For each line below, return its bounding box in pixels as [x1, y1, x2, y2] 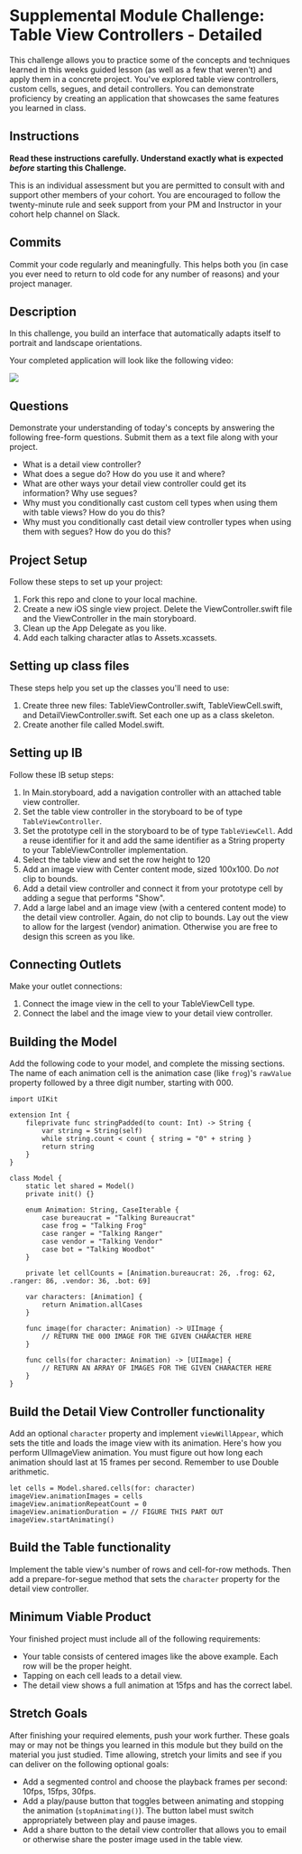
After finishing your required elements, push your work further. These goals [9, 1729, 290, 1740]
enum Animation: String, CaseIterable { [25, 1205, 179, 1215]
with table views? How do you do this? [22, 507, 165, 518]
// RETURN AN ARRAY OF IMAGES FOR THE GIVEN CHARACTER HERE [41, 1363, 272, 1373]
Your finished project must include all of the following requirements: [9, 1633, 261, 1644]
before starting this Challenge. [9, 162, 127, 173]
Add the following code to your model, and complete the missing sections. [9, 1058, 286, 1069]
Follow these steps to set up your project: [9, 576, 164, 587]
